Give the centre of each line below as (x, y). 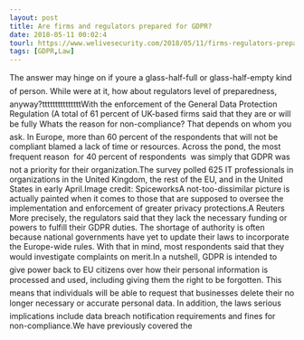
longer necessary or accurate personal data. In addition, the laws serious (146, 303)
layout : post (34, 18)
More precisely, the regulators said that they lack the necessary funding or (148, 218)
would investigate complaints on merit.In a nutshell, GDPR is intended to (143, 257)
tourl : (22, 43)
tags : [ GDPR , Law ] (42, 52)
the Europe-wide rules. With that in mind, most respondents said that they (147, 247)
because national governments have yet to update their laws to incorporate (149, 237)
